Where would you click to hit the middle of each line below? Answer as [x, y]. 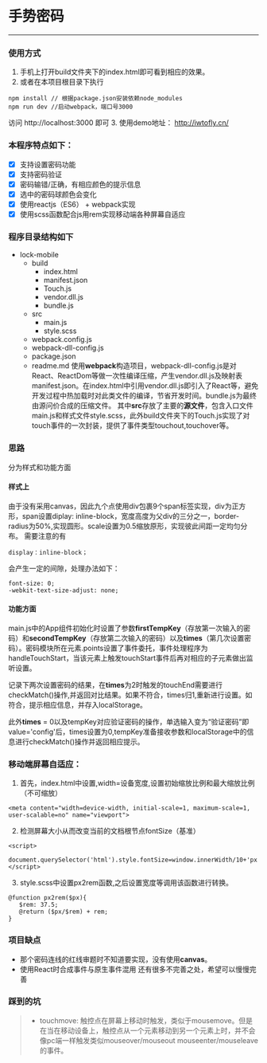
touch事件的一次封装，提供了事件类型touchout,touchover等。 [132, 426]
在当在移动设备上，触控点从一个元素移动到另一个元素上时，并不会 [147, 1030]
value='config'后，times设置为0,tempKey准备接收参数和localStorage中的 [128, 732]
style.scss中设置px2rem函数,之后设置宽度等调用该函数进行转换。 [126, 883]
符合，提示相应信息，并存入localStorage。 [77, 704]
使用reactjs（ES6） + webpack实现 [77, 204]
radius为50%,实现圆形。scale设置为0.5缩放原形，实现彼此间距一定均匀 [124, 526]
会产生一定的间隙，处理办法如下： [64, 568]
